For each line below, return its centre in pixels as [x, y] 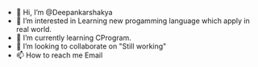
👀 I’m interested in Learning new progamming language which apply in [133, 21]
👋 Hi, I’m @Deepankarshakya [64, 12]
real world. [34, 29]
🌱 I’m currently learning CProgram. [73, 37]
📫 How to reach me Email [59, 55]
